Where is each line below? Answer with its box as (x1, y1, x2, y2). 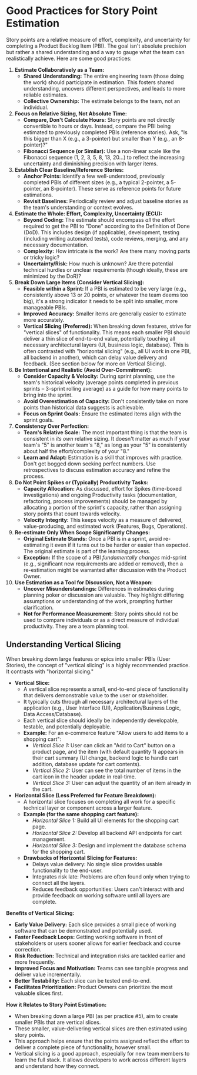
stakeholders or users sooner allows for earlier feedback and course (14, 940, 181, 947)
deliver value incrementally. (14, 971, 81, 978)
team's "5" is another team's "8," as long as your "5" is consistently (23, 441, 187, 448)
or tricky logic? (23, 254, 60, 261)
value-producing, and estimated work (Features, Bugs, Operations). (23, 522, 188, 530)
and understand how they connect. (14, 1062, 100, 1069)
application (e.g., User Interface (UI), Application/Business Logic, (23, 704, 181, 711)
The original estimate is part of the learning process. (23, 547, 151, 554)
